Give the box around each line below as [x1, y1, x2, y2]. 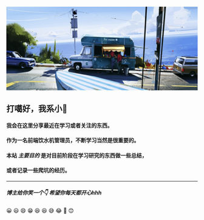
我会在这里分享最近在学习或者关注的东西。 [6, 122, 113, 129]
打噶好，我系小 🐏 [6, 103, 68, 114]
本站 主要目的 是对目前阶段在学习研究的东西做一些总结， [6, 151, 148, 159]
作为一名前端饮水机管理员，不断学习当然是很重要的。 [6, 137, 140, 144]
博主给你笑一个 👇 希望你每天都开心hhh [6, 189, 102, 196]
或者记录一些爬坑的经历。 [6, 167, 70, 174]
